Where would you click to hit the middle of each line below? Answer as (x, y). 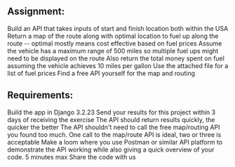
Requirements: (40, 95)
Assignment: (36, 12)
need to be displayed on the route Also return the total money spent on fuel (116, 58)
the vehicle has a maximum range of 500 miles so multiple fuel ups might (113, 51)
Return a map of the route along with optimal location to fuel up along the (113, 36)
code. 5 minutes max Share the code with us (72, 156)
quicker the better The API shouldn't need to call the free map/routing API (114, 127)
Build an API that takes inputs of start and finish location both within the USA (118, 28)
